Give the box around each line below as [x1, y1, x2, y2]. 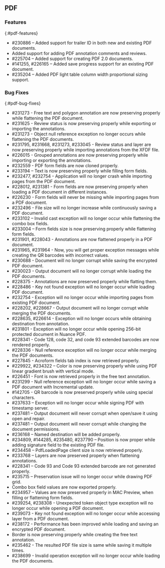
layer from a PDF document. [11, 515, 70, 521]
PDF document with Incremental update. [11, 384, 94, 390]
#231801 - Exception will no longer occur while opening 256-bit [11, 326, 141, 332]
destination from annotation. [11, 320, 70, 326]
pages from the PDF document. [11, 178, 76, 184]
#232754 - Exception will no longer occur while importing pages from [11, 294, 154, 300]
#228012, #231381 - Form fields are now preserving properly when [11, 184, 148, 189]
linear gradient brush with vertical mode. [11, 368, 95, 374]
